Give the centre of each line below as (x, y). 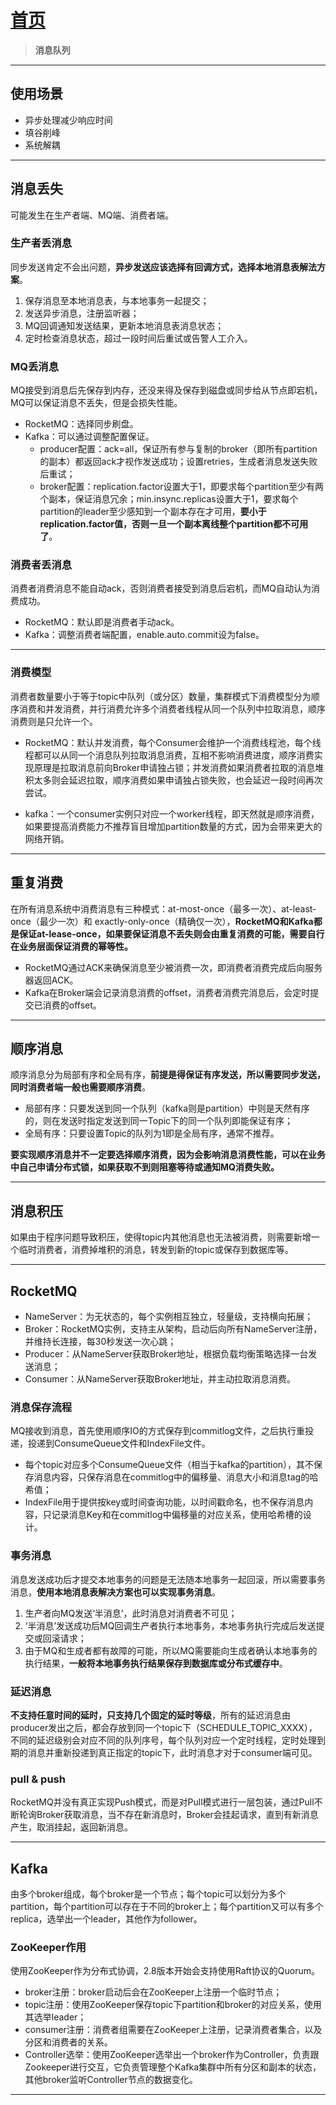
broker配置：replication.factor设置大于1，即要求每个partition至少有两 (181, 487)
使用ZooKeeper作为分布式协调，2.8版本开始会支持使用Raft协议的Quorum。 (165, 1971)
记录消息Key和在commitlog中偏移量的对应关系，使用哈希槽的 (177, 1515)
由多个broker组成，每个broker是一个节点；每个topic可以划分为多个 (148, 1894)
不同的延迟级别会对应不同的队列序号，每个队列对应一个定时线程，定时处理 (163, 1740)
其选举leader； (55, 2017)
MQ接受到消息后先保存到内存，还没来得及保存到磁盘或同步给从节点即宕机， (166, 390)
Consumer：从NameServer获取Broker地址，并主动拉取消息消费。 (160, 1379)
